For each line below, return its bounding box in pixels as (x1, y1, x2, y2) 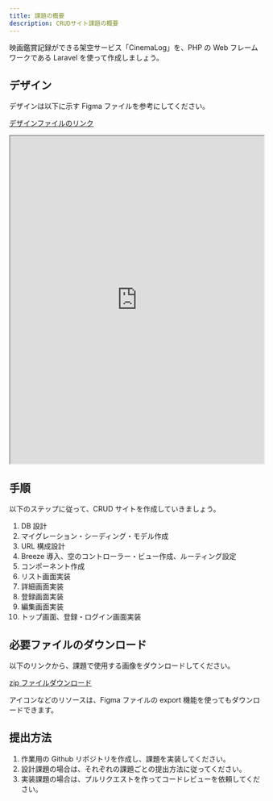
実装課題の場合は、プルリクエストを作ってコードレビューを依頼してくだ (20, 774, 261, 783)
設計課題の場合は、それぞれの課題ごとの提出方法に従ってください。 (20, 764, 246, 774)
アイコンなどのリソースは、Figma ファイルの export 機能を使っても (9, 695, 232, 704)
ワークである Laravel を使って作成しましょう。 (9, 52, 164, 62)
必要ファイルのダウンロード (9, 638, 147, 652)
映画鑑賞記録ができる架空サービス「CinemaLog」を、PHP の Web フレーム (9, 42, 259, 52)
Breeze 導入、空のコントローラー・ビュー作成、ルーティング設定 (20, 552, 237, 561)
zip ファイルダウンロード (9, 678, 92, 687)
